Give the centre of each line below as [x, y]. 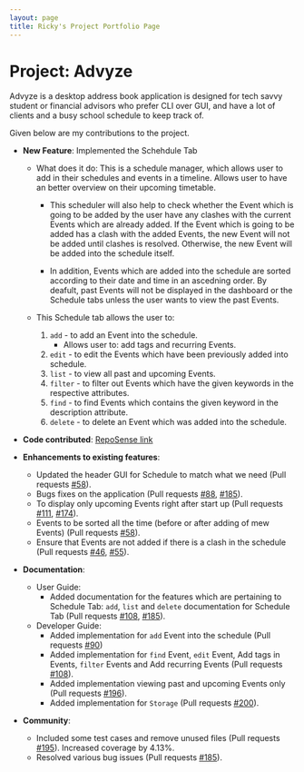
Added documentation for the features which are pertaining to [166, 597]
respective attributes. [89, 393]
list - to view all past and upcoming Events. [132, 374]
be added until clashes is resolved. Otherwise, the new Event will [171, 244]
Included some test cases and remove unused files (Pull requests [158, 738]
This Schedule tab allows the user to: [105, 318]
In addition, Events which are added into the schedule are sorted [170, 271]
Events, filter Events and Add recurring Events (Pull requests [166, 665]
